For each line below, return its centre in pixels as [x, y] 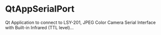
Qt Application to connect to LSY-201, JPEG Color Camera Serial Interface [80, 22]
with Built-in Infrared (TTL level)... [40, 27]
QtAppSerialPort [40, 9]
